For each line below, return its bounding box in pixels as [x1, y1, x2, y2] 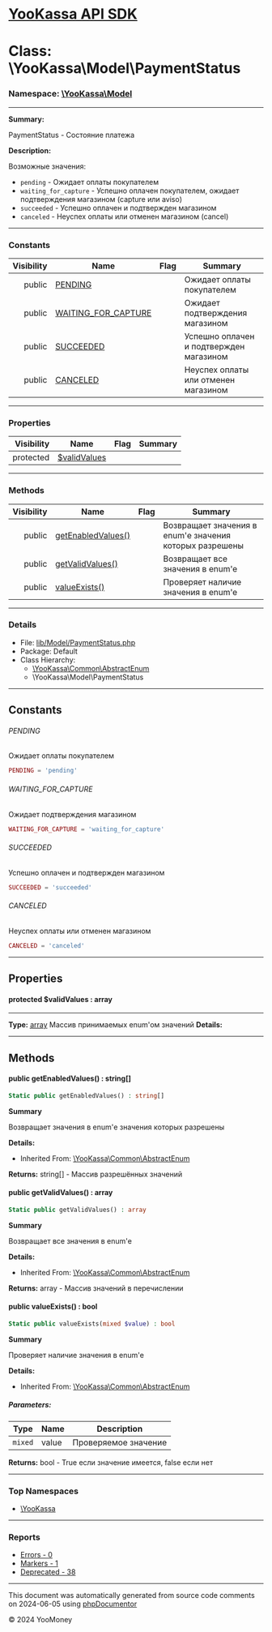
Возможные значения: [8, 161, 87, 171]
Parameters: [8, 1400, 52, 1410]
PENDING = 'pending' [8, 767, 79, 775]
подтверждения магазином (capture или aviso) [19, 194, 183, 203]
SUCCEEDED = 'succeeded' [8, 883, 92, 892]
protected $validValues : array [8, 994, 113, 1004]
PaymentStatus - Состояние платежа [8, 130, 135, 139]
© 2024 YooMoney [8, 1615, 73, 1625]
